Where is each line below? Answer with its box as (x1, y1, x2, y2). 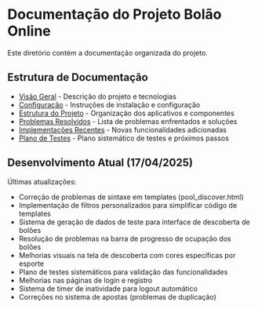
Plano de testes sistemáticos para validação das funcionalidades (18, 267, 228, 276)
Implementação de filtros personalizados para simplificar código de (18, 200, 238, 209)
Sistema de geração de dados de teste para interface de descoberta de (18, 217, 250, 227)
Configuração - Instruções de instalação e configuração (18, 100, 201, 109)
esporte (18, 259, 45, 268)
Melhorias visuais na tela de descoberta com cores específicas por (18, 250, 236, 260)
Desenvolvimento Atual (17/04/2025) (7, 156, 194, 169)
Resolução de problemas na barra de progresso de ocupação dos (18, 234, 232, 243)
